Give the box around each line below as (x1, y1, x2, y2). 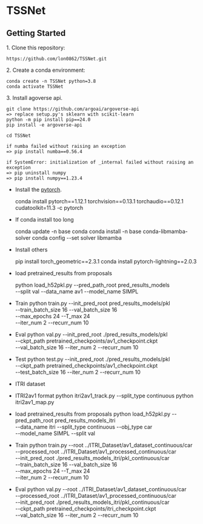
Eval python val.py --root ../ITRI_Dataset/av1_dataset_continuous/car (15, 486, 187, 493)
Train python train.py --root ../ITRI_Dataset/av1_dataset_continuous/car (15, 442, 193, 449)
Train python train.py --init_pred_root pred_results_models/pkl (15, 299, 171, 307)
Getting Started (6, 28, 66, 38)
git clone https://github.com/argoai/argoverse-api (6, 106, 139, 112)
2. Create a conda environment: (6, 66, 85, 74)
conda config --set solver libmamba (32, 234, 122, 241)
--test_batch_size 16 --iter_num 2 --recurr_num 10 (15, 369, 141, 376)
